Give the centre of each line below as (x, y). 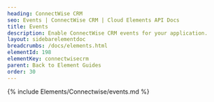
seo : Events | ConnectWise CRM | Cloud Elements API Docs (93, 20)
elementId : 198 (29, 53)
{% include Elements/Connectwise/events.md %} (79, 92)
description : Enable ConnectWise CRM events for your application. (108, 33)
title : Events (28, 26)
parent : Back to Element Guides (54, 65)
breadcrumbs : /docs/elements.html (58, 46)
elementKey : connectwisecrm (48, 59)
